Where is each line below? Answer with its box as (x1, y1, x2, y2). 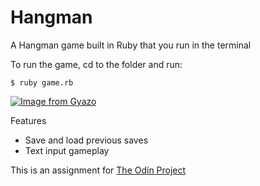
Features (10, 114, 47, 126)
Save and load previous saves (24, 134, 149, 146)
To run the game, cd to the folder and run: (10, 58, 183, 70)
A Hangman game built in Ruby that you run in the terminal (10, 39, 252, 51)
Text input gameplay (24, 144, 110, 156)
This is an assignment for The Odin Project (10, 164, 187, 176)
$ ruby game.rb (10, 77, 74, 88)
